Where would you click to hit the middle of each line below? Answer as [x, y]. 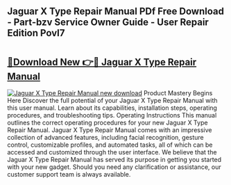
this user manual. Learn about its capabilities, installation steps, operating [112, 108]
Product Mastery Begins [178, 93]
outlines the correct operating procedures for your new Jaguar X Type [108, 122]
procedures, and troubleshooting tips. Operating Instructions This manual [112, 115]
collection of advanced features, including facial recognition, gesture [106, 137]
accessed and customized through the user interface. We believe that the [112, 152]
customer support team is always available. [69, 174]
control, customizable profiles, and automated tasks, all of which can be [110, 145]
